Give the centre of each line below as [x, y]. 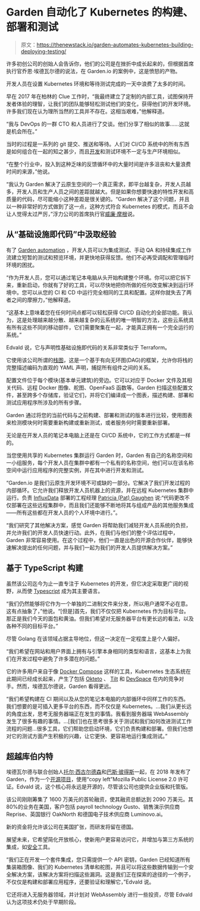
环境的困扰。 [22, 265]
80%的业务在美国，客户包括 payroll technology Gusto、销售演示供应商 [93, 807]
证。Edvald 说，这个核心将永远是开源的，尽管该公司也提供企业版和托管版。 [99, 787]
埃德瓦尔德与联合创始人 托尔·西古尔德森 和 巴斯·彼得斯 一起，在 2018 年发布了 [99, 772]
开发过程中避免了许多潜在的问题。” [58, 659]
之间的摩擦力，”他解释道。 [43, 300]
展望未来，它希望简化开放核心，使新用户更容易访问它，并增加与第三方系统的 [100, 840]
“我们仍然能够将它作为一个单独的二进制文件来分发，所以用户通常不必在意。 [99, 603]
